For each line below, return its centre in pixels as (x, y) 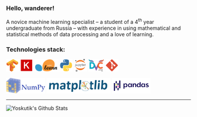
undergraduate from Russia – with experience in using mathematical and (94, 28)
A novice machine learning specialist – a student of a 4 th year (80, 21)
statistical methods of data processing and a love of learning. (80, 34)
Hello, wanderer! (30, 8)
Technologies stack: (36, 49)
